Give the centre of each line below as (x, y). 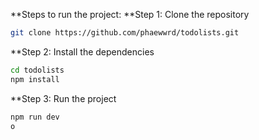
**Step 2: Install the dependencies (82, 51)
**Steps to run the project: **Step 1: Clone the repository (130, 14)
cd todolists (37, 70)
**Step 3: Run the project (63, 98)
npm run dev (35, 117)
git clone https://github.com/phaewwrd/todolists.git (125, 33)
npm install (35, 79)
